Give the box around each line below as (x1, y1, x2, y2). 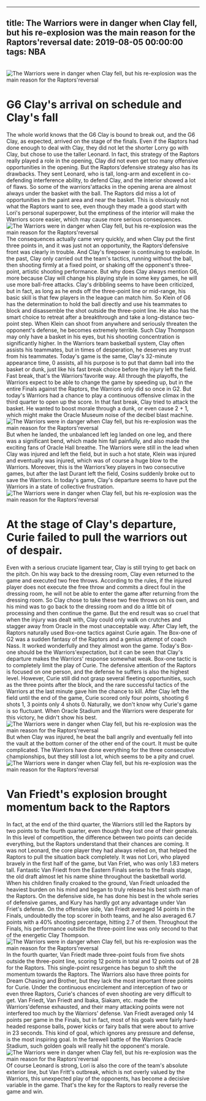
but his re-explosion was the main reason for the (6, 28, 196, 38)
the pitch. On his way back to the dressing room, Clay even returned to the (6, 570, 195, 577)
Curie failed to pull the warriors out (6, 530, 188, 544)
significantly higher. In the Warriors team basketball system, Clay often (6, 339, 185, 347)
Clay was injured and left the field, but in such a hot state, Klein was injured (6, 450, 196, 458)
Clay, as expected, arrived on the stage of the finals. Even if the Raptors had (6, 137, 199, 145)
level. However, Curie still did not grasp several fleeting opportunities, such (6, 674, 196, 681)
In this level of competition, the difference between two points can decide (6, 834, 193, 841)
